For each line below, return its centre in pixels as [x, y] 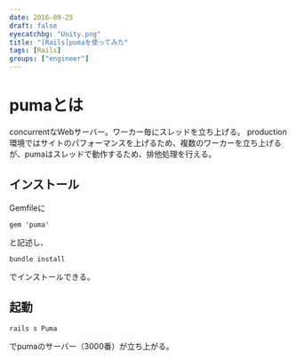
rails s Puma [33, 328]
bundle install [37, 259]
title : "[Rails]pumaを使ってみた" [69, 42]
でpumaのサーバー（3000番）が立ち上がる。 [92, 346]
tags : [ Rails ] [36, 51]
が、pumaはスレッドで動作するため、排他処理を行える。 [113, 154]
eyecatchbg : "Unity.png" [55, 34]
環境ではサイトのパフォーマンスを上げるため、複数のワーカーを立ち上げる [145, 142]
